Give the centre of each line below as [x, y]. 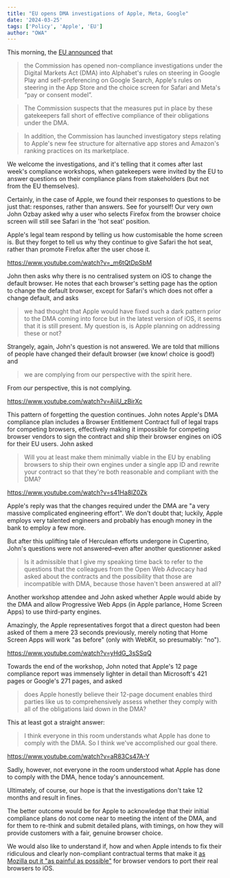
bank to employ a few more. [47, 528]
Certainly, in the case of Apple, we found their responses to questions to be [114, 200]
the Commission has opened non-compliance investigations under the [123, 65]
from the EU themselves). [43, 186]
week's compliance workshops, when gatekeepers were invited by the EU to [115, 171]
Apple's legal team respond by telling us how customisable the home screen [115, 235]
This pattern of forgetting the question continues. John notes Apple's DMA [113, 415]
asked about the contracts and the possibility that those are [108, 576]
